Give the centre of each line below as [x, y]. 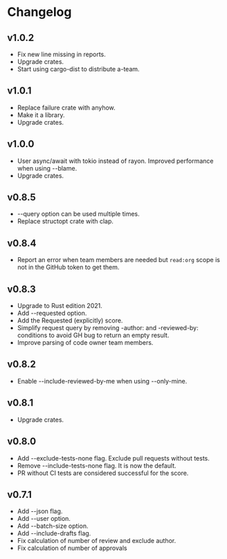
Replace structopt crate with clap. [65, 221]
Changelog [39, 12]
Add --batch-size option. [53, 526]
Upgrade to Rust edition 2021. [60, 306]
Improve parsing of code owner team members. [85, 343]
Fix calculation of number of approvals [72, 548]
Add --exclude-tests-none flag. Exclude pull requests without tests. [113, 458]
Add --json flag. [40, 511]
